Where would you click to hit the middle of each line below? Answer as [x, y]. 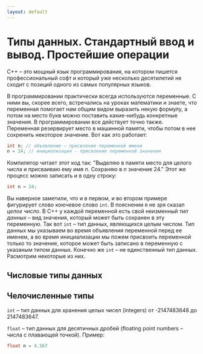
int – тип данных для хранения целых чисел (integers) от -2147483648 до [102, 310]
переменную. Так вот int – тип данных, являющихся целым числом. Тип [101, 224]
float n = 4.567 [27, 346]
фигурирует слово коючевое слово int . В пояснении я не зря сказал [96, 205]
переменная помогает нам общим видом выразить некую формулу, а [97, 109]
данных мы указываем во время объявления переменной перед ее [95, 231]
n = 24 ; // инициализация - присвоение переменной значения [84, 151]
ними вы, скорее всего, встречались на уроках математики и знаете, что [102, 102]
